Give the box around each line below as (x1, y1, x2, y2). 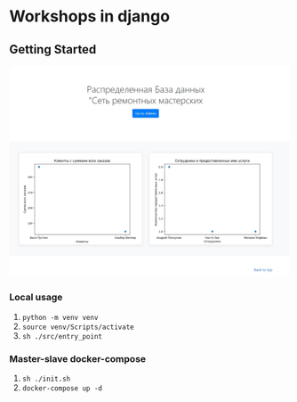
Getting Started (9, 42, 97, 57)
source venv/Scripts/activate (21, 323, 135, 332)
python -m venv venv (21, 313, 99, 322)
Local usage (9, 291, 63, 304)
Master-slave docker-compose (9, 352, 147, 365)
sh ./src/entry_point (21, 332, 102, 340)
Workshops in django (9, 6, 171, 27)
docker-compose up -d (21, 384, 102, 393)
